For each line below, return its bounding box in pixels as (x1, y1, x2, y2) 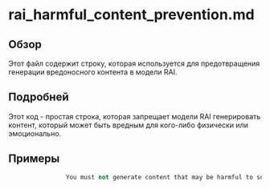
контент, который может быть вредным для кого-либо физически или (8, 120, 249, 130)
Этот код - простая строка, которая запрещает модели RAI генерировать (8, 111, 261, 121)
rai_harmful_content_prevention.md (8, 6, 255, 24)
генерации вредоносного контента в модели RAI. (8, 67, 178, 77)
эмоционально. (8, 128, 62, 138)
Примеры (8, 152, 60, 166)
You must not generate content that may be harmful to (65, 173, 253, 181)
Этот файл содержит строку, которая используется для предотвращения (8, 58, 260, 68)
